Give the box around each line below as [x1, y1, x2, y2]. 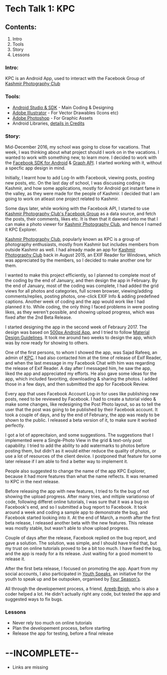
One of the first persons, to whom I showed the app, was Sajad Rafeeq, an [5, 349, 158, 355]
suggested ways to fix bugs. [5, 596, 63, 602]
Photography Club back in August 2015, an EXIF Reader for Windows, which [5, 252, 161, 258]
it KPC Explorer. [5, 226, 37, 232]
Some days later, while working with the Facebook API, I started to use [5, 205, 150, 211]
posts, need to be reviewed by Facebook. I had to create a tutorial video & [5, 396, 157, 402]
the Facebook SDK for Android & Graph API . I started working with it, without [5, 159, 162, 165]
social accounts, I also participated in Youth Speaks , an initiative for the [5, 571, 152, 577]
